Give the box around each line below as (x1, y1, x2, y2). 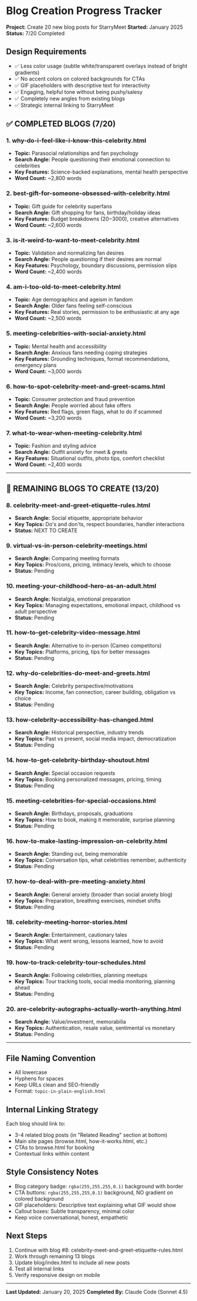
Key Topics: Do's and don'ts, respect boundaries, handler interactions (14, 520, 185, 527)
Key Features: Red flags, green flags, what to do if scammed (14, 408, 162, 415)
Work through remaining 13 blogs (14, 1252, 95, 1259)
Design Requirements (6, 47, 87, 57)
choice (14, 695, 32, 702)
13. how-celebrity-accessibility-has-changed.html (6, 716, 154, 724)
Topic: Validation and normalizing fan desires (14, 249, 124, 256)
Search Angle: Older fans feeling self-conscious (14, 302, 132, 309)
